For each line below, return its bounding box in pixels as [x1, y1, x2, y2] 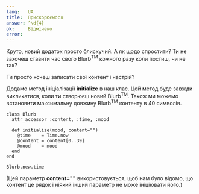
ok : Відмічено [6, 25, 52, 32]
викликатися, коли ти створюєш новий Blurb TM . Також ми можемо [6, 91, 179, 99]
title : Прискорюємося [6, 14, 63, 20]
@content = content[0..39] [17, 138, 85, 144]
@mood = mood [17, 143, 58, 149]
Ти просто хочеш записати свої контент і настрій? [6, 73, 135, 80]
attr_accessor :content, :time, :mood [11, 117, 110, 123]
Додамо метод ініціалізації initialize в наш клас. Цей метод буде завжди [6, 85, 193, 92]
